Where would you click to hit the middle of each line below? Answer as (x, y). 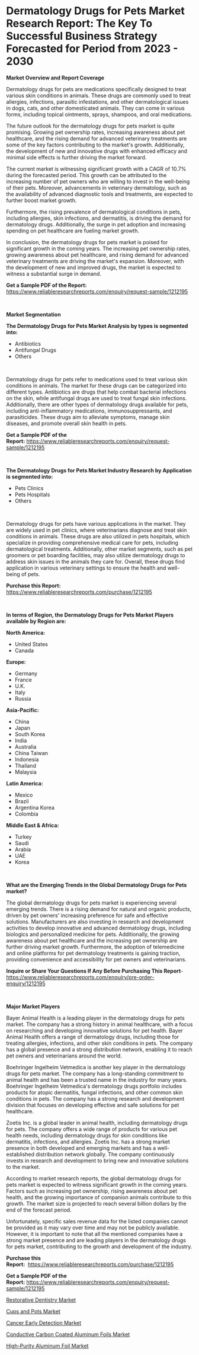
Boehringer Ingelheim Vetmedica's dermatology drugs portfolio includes (94, 1086)
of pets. (31, 574)
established (20, 1154)
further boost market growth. (41, 200)
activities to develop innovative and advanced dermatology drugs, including (99, 928)
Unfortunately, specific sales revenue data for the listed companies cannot (97, 1221)
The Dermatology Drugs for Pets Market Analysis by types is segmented (97, 326)
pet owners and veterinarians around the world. (64, 1056)
